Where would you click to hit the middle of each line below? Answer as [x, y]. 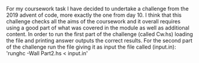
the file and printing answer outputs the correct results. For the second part [99, 40]
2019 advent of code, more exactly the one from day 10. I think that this [94, 15]
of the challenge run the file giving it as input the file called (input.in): [91, 47]
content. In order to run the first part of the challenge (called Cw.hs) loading [100, 34]
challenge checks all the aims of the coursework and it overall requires [94, 21]
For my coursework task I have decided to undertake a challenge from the [97, 9]
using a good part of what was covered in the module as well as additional [98, 28]
